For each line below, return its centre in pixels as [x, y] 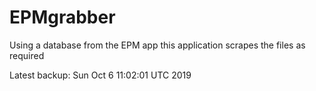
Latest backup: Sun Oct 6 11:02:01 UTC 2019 [100, 75]
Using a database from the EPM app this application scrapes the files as [157, 45]
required [27, 55]
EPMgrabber [62, 17]
